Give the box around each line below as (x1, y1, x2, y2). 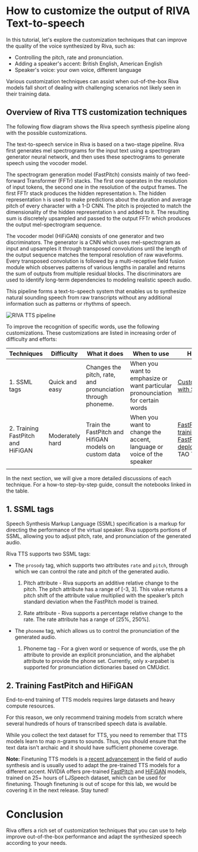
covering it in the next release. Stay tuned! (6, 787, 109, 794)
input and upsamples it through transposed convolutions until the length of (6, 245, 187, 252)
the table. (6, 487, 29, 494)
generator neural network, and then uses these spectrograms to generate (6, 153, 185, 160)
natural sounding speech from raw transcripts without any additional (6, 293, 172, 301)
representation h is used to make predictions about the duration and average (6, 196, 192, 203)
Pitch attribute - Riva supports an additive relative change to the (23, 579, 179, 586)
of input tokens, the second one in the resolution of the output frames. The (6, 183, 187, 190)
